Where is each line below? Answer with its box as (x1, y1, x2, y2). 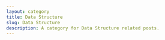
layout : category (6, 8, 50, 15)
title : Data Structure (6, 14, 63, 20)
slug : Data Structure (6, 19, 61, 25)
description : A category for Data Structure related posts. (6, 25, 160, 31)
